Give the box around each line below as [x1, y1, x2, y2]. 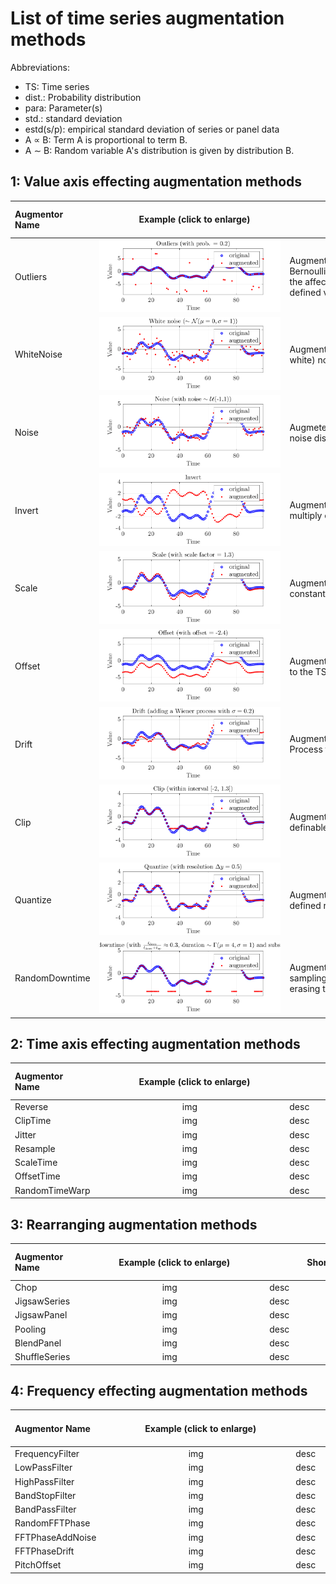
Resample [14, 1142, 56, 1154]
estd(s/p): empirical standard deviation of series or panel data [24, 123, 280, 135]
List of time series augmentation [10, 7, 285, 30]
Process [289, 743, 323, 756]
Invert [14, 504, 39, 516]
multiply [289, 510, 323, 522]
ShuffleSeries [14, 1351, 71, 1362]
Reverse [14, 1101, 49, 1113]
